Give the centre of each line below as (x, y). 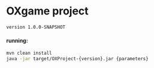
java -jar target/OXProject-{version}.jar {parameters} (77, 59)
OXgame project (47, 11)
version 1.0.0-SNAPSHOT (36, 27)
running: (17, 40)
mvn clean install (29, 53)
